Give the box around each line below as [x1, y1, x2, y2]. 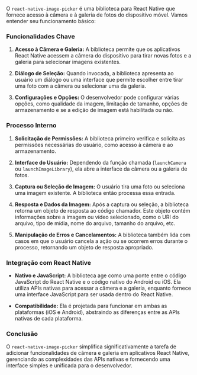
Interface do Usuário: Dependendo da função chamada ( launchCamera [14, 159, 186, 166]
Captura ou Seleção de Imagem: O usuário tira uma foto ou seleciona [14, 183, 185, 190]
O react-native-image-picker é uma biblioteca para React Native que [6, 5, 176, 12]
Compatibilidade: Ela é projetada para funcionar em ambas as [14, 302, 167, 309]
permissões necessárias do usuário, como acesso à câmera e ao [14, 141, 173, 148]
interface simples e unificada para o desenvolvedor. [6, 362, 133, 369]
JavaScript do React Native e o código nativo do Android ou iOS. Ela [14, 278, 182, 285]
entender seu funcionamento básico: [6, 18, 96, 24]
